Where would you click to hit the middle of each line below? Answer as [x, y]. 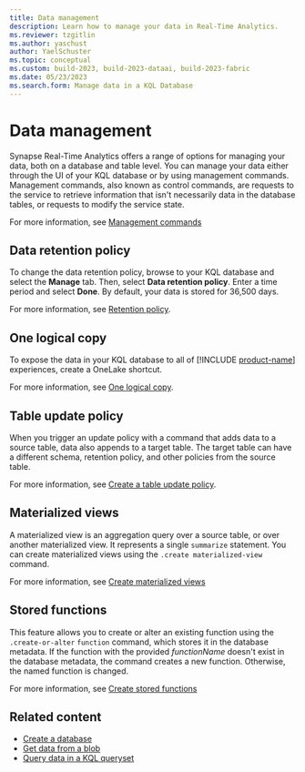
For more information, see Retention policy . [90, 310]
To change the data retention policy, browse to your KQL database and [142, 272]
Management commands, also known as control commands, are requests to [152, 185]
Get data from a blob [61, 748]
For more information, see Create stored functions [103, 688]
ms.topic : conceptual [51, 60]
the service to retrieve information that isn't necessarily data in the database [152, 194]
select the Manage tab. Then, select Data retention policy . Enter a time [143, 282]
